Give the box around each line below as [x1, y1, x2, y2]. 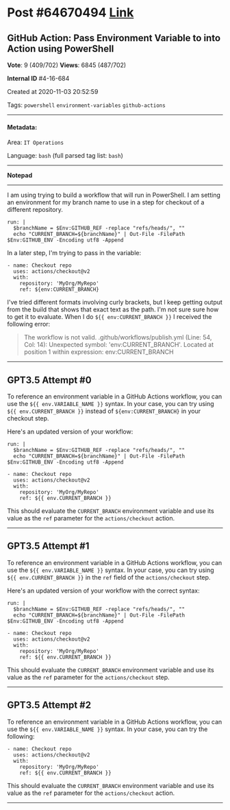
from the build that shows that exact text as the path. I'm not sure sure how [7, 305, 219, 313]
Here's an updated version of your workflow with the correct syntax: [7, 586, 200, 595]
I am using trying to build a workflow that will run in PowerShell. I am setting [7, 191, 221, 200]
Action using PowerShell [7, 43, 114, 54]
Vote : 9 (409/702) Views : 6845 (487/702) [7, 61, 127, 69]
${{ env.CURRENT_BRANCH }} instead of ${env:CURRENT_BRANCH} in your [7, 407, 201, 416]
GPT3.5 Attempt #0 [7, 374, 92, 385]
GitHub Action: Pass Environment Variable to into [7, 32, 221, 44]
